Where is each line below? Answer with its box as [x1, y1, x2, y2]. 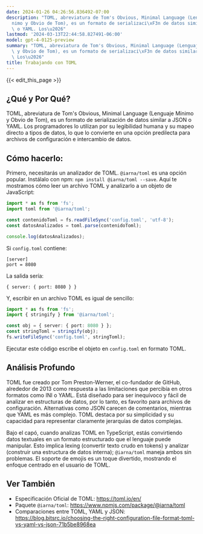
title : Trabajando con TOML [6, 59, 77, 65]
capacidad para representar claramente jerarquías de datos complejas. [6, 417, 183, 424]
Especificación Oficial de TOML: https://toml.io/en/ [14, 495, 142, 502]
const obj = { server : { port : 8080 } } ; [6, 322, 112, 329]
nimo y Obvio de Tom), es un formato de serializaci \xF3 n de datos [11, 20, 185, 26]
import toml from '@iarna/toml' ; [6, 206, 91, 212]
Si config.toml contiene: [6, 244, 68, 252]
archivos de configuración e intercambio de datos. [6, 136, 132, 143]
